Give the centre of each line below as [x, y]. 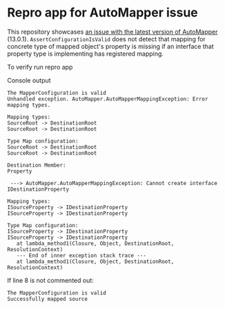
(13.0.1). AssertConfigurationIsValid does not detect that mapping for [106, 39]
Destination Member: [37, 165]
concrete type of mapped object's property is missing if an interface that [110, 46]
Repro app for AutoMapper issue [102, 13]
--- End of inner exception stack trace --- [81, 255]
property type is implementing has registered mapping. [86, 54]
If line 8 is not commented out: [51, 280]
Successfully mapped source [48, 299]
